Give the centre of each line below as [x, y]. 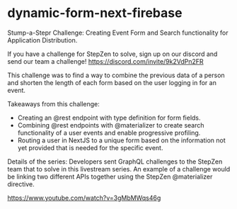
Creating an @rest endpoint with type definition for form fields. [109, 118]
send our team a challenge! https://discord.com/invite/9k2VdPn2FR [105, 61]
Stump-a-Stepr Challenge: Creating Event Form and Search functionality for [118, 33]
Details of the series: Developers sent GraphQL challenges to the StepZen [115, 162]
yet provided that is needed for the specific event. [90, 147]
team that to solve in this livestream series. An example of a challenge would [119, 169]
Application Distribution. [42, 40]
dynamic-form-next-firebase [95, 13]
